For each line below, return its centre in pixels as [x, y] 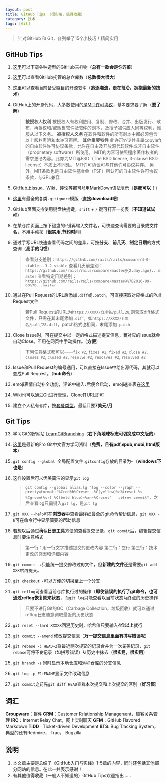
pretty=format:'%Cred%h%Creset [57, 492]
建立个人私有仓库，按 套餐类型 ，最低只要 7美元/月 [62, 406]
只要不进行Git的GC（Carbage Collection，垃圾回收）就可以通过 [90, 608]
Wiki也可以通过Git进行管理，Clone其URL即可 [58, 395]
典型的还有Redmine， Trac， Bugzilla [43, 732]
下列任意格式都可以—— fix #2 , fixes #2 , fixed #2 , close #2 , [86, 352]
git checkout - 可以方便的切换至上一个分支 [57, 581]
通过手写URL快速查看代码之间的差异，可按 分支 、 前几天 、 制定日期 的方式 [86, 243]
